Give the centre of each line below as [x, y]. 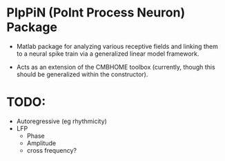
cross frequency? [52, 150]
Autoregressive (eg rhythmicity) [62, 121]
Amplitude [41, 143]
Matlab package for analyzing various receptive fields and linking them [117, 46]
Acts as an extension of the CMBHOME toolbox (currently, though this [116, 67]
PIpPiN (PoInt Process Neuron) [96, 13]
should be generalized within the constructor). [82, 74]
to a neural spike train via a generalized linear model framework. [108, 54]
